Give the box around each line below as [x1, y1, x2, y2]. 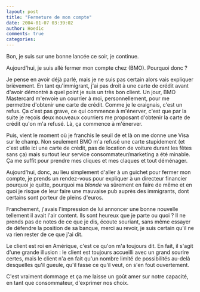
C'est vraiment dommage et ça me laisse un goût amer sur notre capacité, [6, 273, 189, 280]
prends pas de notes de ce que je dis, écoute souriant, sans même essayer [6, 218, 191, 225]
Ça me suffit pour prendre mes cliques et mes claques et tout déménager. [6, 157, 188, 164]
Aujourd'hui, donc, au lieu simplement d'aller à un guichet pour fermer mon [6, 169, 191, 176]
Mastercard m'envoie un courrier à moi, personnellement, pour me [6, 95, 170, 102]
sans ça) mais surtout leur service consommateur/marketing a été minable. [6, 151, 190, 158]
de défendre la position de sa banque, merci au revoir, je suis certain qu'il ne [6, 225, 194, 231]
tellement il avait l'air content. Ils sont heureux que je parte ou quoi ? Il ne [6, 212, 186, 219]
